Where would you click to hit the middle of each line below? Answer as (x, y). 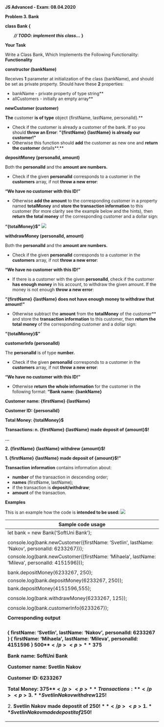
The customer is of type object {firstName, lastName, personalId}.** (74, 118)
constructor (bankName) (31, 69)
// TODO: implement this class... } (49, 36)
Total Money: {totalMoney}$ (34, 420)
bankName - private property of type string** (58, 93)
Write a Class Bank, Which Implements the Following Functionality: (72, 54)
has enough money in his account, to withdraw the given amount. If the (84, 284)
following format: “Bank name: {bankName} (57, 391)
